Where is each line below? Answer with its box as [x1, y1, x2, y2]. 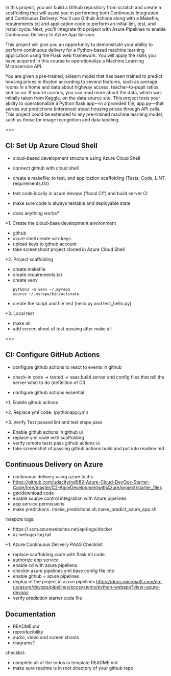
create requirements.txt [12, 271, 62, 278]
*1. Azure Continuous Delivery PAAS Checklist [5, 541, 103, 547]
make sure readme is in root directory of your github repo [12, 665, 134, 671]
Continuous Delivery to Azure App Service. [5, 32, 95, 37]
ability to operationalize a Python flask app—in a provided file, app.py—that [5, 100, 164, 107]
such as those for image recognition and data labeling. [5, 117, 120, 122]
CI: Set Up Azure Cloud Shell [5, 141, 98, 150]
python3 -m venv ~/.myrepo [12, 287, 70, 292]
